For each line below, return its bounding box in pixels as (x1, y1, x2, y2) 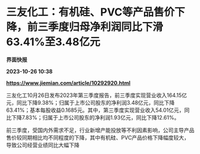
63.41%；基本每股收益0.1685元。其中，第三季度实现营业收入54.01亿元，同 (6, 106, 190, 114)
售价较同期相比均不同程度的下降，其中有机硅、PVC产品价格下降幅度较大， (6, 134, 190, 141)
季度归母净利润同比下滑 (48, 20, 164, 34)
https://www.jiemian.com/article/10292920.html (6, 79, 131, 86)
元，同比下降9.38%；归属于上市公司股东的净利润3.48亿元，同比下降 (6, 99, 175, 106)
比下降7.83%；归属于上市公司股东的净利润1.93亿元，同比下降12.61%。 (6, 114, 180, 121)
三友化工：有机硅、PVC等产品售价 (6, 5, 175, 19)
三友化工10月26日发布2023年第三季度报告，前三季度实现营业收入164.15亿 (6, 92, 187, 99)
